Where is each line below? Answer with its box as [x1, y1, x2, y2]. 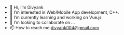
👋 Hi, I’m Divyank [9, 5, 43, 10]
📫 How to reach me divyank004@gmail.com [9, 25, 99, 30]
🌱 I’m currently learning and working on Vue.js [9, 15, 102, 20]
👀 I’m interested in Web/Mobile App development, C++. [9, 9, 120, 15]
